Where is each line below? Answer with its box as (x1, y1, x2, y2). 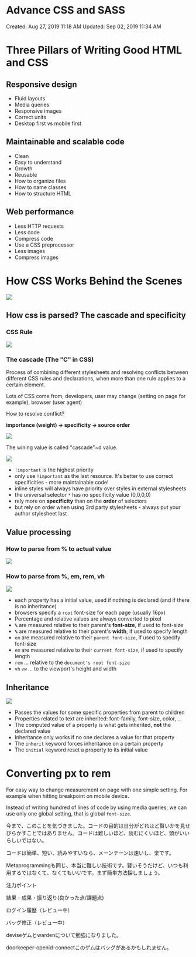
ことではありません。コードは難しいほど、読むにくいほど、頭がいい (26, 830, 190, 837)
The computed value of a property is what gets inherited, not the (14, 722, 171, 729)
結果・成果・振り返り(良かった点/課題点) (6, 894, 104, 901)
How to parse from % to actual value (6, 544, 112, 552)
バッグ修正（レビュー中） (6, 919, 68, 926)
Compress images (14, 254, 59, 261)
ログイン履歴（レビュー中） (6, 907, 73, 914)
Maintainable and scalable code (6, 137, 125, 147)
